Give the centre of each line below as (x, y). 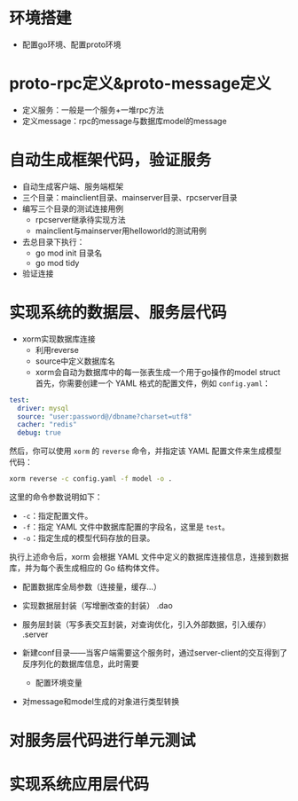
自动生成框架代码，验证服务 (110, 160)
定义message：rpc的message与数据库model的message (125, 121)
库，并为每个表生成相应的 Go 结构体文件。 (86, 568)
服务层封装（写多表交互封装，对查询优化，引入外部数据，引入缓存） (146, 624)
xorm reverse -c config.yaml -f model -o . (91, 479)
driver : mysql (43, 408)
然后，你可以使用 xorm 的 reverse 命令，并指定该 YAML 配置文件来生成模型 (145, 451)
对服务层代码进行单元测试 (103, 741)
